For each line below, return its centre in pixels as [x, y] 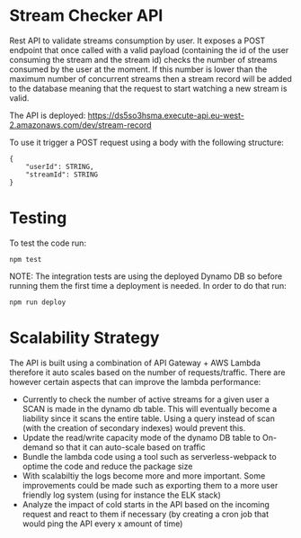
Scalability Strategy [84, 338]
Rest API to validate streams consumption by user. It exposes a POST [137, 40]
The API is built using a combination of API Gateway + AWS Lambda [135, 363]
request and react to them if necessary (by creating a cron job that [146, 514]
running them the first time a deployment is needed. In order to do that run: [148, 285]
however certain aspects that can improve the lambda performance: [135, 381]
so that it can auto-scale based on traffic [130, 447]
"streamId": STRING [62, 175]
